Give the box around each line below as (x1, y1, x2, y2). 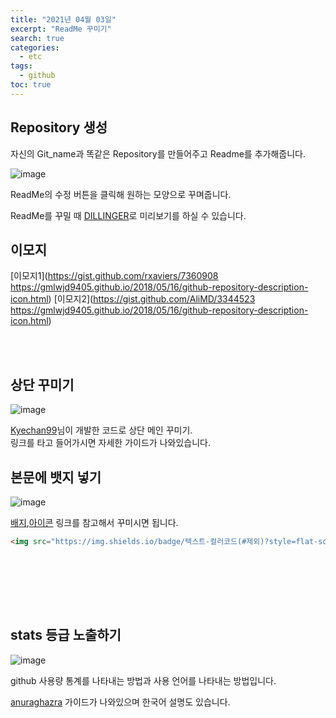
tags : (10, 61, 33, 71)
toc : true (10, 80, 52, 90)
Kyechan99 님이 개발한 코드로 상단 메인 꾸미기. (10, 424, 193, 436)
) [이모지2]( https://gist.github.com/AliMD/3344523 (48, 293, 256, 305)
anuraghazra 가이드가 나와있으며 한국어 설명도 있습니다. (10, 696, 231, 708)
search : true (10, 33, 65, 43)
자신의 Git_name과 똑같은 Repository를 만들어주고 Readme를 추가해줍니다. (10, 147, 306, 160)
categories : (10, 42, 60, 53)
